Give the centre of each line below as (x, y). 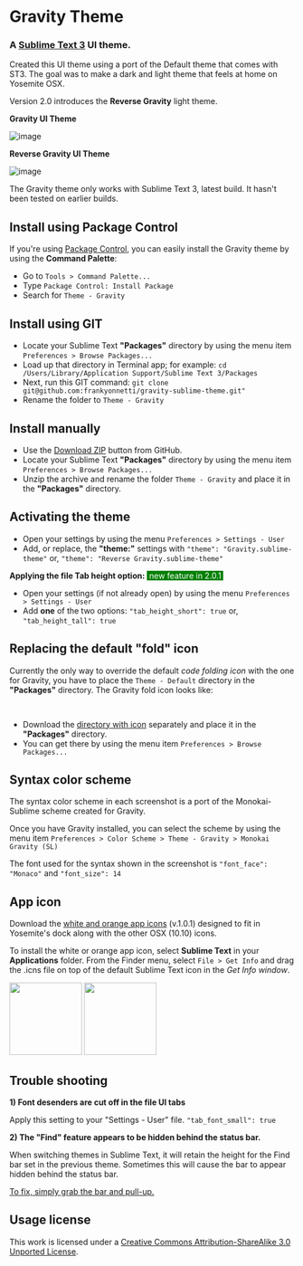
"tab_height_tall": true (69, 621)
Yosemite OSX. (37, 84)
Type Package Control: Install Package (98, 286)
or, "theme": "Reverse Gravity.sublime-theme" (136, 557)
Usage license (50, 1220)
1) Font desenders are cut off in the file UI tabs (98, 1102)
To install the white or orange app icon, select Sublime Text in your (134, 951)
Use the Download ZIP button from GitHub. (102, 450)
